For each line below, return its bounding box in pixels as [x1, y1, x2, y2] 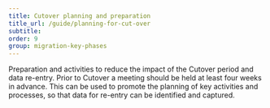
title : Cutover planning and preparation [8, 11, 151, 20]
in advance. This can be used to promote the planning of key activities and [8, 82, 259, 92]
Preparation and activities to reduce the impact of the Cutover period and [8, 64, 254, 74]
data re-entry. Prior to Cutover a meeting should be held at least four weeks [8, 73, 262, 83]
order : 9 [8, 34, 38, 43]
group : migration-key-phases [8, 42, 107, 50]
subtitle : [8, 27, 42, 35]
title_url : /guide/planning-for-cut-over [8, 19, 151, 28]
